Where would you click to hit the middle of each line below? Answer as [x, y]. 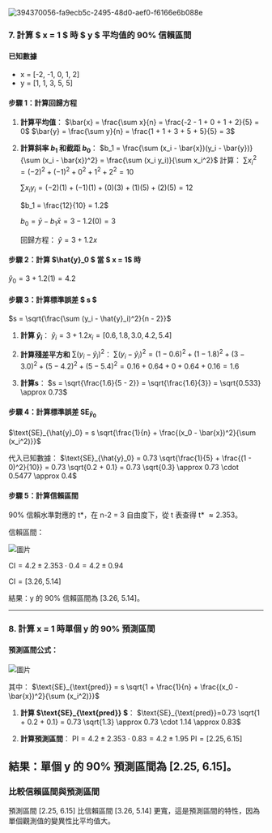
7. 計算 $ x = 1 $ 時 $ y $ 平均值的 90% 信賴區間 [100, 35]
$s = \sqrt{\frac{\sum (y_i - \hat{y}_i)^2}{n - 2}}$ [90, 319]
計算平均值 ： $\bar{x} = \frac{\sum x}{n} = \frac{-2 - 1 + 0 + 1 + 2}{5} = [140, 123]
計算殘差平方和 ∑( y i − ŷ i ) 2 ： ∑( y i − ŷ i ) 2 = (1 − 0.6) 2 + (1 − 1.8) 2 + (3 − [132, 354]
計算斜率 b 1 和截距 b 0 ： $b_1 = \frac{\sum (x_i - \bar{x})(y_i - [121, 149]
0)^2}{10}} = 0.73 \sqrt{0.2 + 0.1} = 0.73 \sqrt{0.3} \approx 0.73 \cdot [123, 468]
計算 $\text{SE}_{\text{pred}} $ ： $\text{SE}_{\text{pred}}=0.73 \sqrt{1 [140, 712]
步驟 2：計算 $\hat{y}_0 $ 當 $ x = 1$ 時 [75, 260]
